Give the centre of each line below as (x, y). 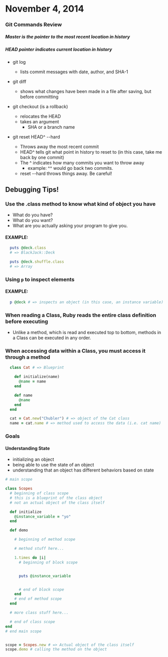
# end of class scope (33, 622)
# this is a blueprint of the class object (56, 498)
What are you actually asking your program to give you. (70, 226)
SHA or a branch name (51, 127)
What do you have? (33, 215)
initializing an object (33, 459)
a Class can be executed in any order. (52, 338)
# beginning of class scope (39, 493)
